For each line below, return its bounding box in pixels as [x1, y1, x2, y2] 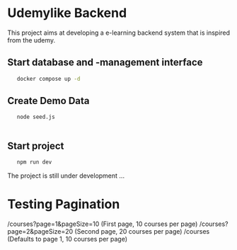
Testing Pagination [7, 196, 120, 212]
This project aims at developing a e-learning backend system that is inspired [7, 28, 231, 37]
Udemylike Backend [7, 5, 127, 21]
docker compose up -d [16, 75, 81, 82]
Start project [7, 140, 64, 152]
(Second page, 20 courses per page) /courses [74, 227, 210, 235]
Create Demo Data [7, 95, 90, 107]
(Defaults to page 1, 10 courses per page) [7, 234, 128, 243]
